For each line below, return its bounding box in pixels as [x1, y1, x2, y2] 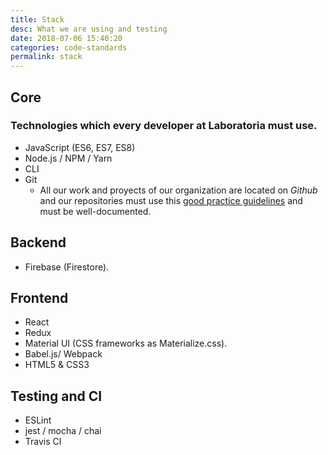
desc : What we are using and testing [10, 24, 168, 34]
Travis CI [24, 436, 62, 448]
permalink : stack [10, 52, 83, 62]
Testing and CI [10, 387, 103, 405]
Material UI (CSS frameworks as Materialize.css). [24, 337, 228, 350]
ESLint [24, 414, 52, 426]
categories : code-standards [10, 42, 128, 53]
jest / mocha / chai [24, 425, 102, 437]
